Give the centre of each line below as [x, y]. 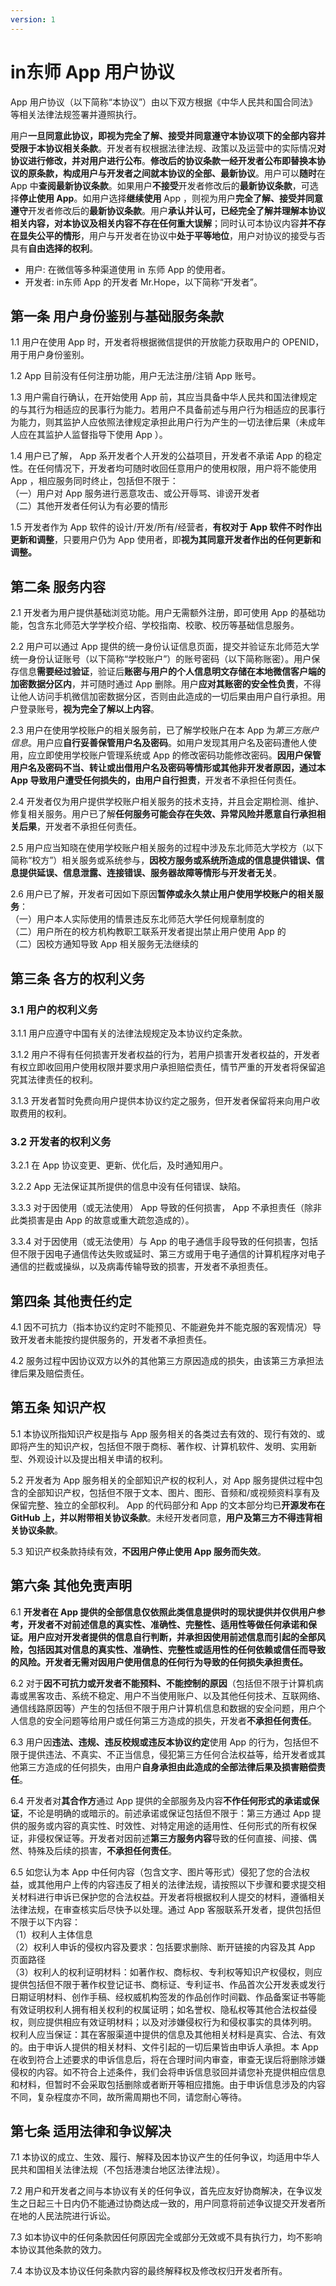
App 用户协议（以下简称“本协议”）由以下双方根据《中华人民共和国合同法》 [164, 102]
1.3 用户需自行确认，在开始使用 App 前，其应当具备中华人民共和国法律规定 [164, 397]
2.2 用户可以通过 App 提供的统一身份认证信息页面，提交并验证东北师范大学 [165, 647]
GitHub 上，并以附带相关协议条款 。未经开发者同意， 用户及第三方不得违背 [162, 1517]
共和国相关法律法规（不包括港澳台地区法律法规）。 [121, 2170]
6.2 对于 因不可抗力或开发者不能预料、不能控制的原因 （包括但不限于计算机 [162, 1683]
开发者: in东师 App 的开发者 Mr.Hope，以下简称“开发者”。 [143, 282]
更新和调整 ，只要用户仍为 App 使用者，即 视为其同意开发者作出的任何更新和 [166, 540]
